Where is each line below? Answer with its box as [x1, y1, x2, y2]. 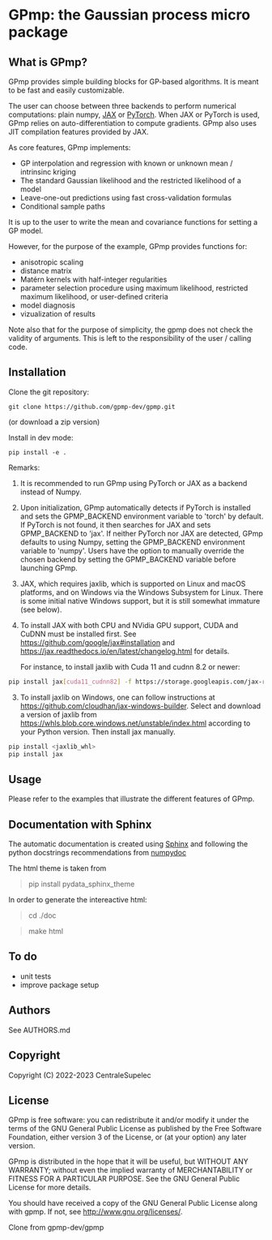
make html [28, 927, 63, 936]
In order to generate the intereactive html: [8, 895, 147, 905]
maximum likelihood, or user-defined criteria [19, 292, 168, 301]
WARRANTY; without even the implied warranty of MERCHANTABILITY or [8, 1165, 253, 1175]
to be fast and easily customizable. [8, 85, 125, 95]
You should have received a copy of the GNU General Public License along [8, 1199, 257, 1208]
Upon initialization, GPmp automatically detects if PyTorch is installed [19, 502, 251, 512]
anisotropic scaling [19, 257, 84, 267]
